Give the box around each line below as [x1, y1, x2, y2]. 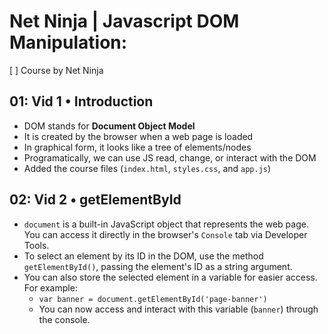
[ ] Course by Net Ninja [9, 64, 104, 76]
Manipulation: [9, 31, 128, 54]
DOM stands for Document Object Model [23, 120, 196, 132]
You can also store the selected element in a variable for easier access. [23, 271, 318, 283]
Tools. [23, 239, 50, 251]
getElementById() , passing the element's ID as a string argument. [23, 260, 293, 272]
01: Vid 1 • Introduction [9, 93, 154, 110]
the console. [38, 313, 91, 325]
